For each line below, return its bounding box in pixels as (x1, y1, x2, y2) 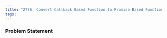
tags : (5, 12, 16, 17)
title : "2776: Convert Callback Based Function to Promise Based (5, 7, 143, 12)
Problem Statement (5, 28, 53, 35)
